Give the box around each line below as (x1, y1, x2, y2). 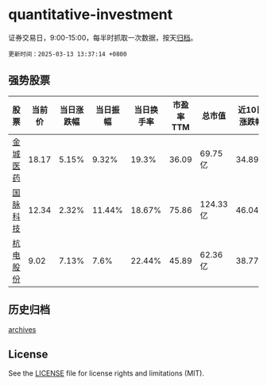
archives (8, 324, 37, 334)
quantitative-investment (8, 6, 173, 24)
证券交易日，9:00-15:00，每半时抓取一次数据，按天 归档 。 (8, 33, 198, 42)
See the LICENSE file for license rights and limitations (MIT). (8, 369, 205, 378)
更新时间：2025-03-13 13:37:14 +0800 (8, 50, 127, 58)
